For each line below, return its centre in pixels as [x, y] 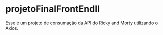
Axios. [12, 28]
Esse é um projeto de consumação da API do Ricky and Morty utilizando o [82, 23]
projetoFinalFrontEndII [53, 9]
